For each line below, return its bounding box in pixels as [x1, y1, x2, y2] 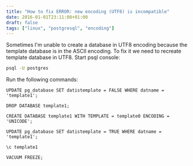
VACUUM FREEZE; [6, 155, 44, 161]
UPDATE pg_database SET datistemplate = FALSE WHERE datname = [6, 87, 165, 93]
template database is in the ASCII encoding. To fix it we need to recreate [6, 48, 181, 55]
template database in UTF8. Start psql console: [6, 54, 121, 61]
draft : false [6, 19, 38, 25]
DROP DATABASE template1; [6, 103, 69, 109]
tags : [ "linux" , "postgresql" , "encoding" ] [6, 25, 115, 31]
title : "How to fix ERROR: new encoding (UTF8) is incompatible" [6, 8, 169, 15]
